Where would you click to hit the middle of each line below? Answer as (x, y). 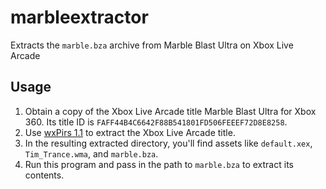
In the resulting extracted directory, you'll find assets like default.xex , (168, 143)
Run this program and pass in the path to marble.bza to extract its (159, 164)
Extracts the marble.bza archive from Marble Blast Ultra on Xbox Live (152, 45)
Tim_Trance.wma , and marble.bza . (91, 153)
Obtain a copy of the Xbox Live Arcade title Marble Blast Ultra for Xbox (170, 111)
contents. (44, 175)
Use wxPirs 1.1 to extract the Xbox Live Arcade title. (130, 132)
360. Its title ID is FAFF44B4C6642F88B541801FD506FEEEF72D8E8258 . (156, 122)
